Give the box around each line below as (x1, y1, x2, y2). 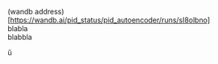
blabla (7, 24, 28, 33)
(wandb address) (7, 7, 65, 16)
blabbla (7, 32, 33, 42)
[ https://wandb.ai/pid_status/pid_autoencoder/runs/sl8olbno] (7, 15, 211, 25)
